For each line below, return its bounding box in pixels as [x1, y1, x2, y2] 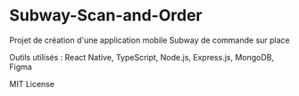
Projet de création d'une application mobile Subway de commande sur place [9, 35, 290, 45]
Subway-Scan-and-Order [9, 5, 203, 26]
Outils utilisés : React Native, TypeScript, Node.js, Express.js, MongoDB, [9, 52, 275, 62]
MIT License [9, 78, 55, 89]
